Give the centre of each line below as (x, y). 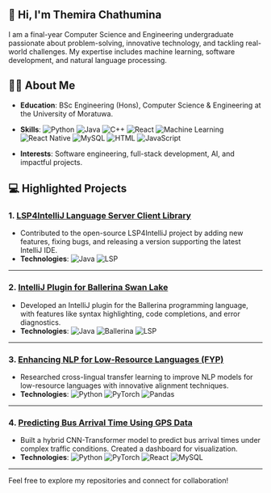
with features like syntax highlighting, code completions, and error (130, 314)
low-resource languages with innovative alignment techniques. (124, 386)
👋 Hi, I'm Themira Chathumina (85, 15)
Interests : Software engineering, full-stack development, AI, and (127, 154)
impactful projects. (51, 162)
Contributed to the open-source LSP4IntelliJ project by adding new (131, 233)
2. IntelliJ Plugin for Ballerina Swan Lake (88, 288)
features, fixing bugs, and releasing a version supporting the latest (130, 242)
